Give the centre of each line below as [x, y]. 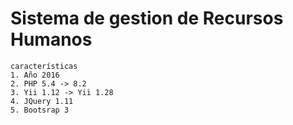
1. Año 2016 [35, 75]
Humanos [51, 39]
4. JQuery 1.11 [42, 101]
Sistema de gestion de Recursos [147, 18]
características [44, 66]
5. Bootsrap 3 [40, 110]
